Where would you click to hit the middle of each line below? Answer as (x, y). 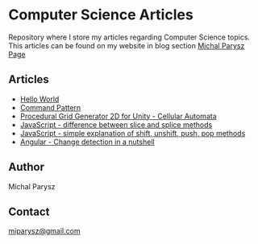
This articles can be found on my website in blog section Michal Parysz (127, 45)
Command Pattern (50, 107)
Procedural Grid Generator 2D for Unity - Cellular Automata (119, 116)
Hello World (40, 99)
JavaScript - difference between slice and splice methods (116, 124)
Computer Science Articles (101, 15)
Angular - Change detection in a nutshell (87, 142)
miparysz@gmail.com (44, 231)
